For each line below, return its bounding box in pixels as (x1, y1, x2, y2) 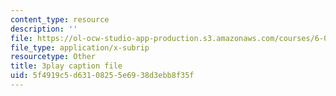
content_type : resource (10, 14, 110, 25)
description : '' (10, 24, 78, 34)
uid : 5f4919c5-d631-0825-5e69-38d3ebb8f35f (10, 71, 195, 81)
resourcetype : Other (10, 52, 97, 62)
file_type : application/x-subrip (10, 42, 150, 53)
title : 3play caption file (10, 61, 123, 71)
